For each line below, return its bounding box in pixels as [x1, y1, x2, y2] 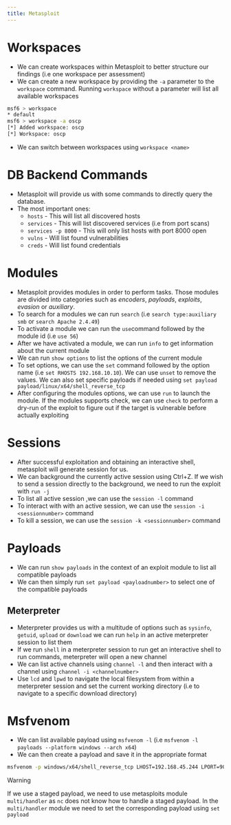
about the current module [16, 346, 90, 354]
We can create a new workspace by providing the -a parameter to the [16, 77, 214, 85]
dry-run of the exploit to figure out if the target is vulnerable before [16, 403, 207, 411]
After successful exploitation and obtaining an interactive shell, [16, 458, 196, 466]
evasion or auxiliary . [16, 302, 76, 310]
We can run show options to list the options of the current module [16, 354, 203, 362]
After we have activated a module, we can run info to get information [16, 339, 214, 347]
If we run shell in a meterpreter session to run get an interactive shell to [16, 645, 221, 654]
